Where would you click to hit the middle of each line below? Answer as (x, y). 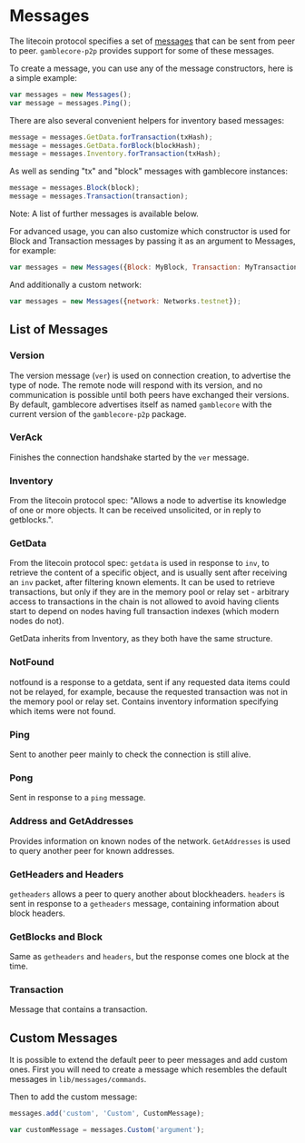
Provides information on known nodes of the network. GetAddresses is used (150, 840)
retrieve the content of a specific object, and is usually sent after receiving (148, 572)
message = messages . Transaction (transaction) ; (99, 196)
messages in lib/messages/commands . (78, 1079)
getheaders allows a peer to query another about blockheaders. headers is (148, 894)
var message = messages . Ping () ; (70, 103)
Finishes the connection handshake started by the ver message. (129, 457)
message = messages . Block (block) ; (75, 188)
